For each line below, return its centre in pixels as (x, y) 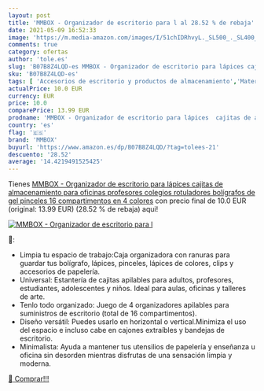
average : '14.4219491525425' (56, 162)
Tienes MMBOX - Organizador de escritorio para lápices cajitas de (116, 184)
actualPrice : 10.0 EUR (45, 89)
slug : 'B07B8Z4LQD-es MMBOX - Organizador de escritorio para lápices (126, 67)
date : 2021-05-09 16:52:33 (52, 30)
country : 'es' (31, 125)
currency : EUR (31, 96)
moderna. (35, 363)
